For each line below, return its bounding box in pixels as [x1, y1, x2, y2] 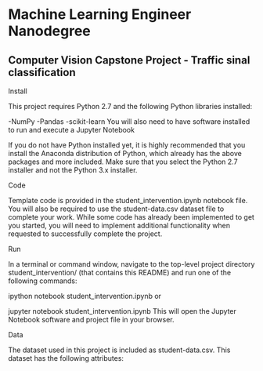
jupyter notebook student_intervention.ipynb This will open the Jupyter [8, 307, 237, 315]
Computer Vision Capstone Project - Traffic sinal [8, 53, 250, 67]
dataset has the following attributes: [8, 354, 124, 362]
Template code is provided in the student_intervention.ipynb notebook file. [8, 196, 248, 205]
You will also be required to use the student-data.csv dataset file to [8, 204, 225, 213]
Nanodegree [8, 22, 92, 40]
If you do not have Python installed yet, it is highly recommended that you [8, 140, 246, 150]
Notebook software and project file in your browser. [8, 315, 175, 324]
